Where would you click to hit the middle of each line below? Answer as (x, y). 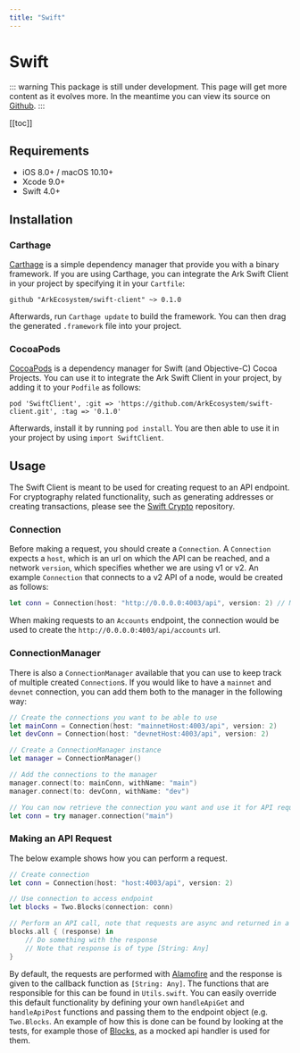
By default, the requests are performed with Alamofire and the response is (146, 973)
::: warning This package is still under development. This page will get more (148, 87)
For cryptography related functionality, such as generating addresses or (142, 497)
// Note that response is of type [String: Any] (117, 948)
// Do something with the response (92, 939)
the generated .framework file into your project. (96, 326)
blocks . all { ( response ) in (62, 932)
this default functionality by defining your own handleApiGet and (127, 1002)
